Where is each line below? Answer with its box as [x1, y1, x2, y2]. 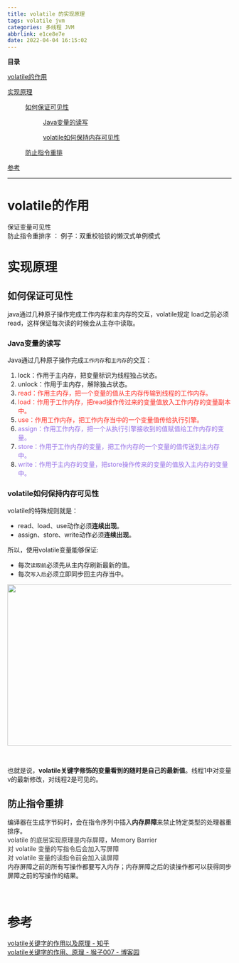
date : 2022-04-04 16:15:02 [7, 37, 87, 44]
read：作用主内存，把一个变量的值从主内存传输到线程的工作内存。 [17, 389, 212, 398]
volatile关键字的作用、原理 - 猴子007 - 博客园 [7, 948, 140, 957]
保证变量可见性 [7, 222, 51, 232]
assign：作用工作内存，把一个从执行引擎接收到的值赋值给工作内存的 [17, 425, 218, 433]
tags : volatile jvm [7, 17, 65, 24]
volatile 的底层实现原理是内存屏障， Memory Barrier [7, 835, 158, 845]
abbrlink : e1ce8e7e [7, 30, 65, 38]
